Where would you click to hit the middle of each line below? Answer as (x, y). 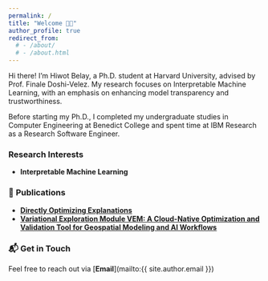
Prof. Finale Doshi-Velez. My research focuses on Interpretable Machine (127, 84)
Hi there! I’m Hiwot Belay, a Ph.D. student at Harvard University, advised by (132, 76)
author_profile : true (45, 30)
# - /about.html (43, 53)
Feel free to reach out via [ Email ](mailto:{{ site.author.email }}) (111, 268)
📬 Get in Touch (39, 248)
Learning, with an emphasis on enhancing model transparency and (119, 92)
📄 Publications (37, 193)
